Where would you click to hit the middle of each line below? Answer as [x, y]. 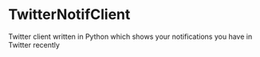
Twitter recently [34, 44]
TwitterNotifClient [69, 15]
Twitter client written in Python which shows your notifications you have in [130, 36]
